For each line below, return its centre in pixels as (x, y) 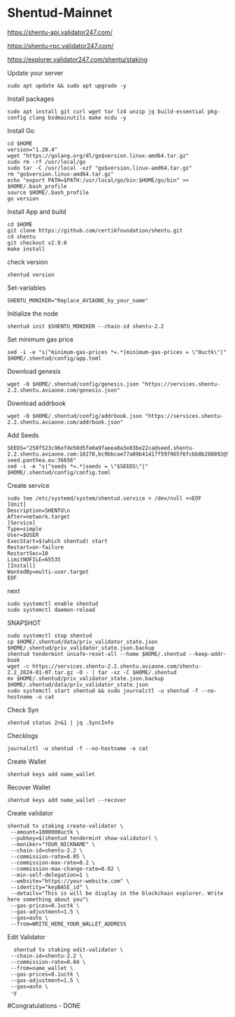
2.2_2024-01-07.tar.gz (40, 672)
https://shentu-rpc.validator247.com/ (60, 45)
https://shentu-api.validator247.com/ (60, 32)
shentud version (31, 274)
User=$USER (23, 535)
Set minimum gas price (41, 339)
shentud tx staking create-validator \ (65, 826)
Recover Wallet (29, 787)
